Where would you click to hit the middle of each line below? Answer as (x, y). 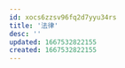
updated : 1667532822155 (53, 42)
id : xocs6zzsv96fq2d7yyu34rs (63, 17)
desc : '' (25, 34)
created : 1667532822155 (53, 50)
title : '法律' (34, 26)
